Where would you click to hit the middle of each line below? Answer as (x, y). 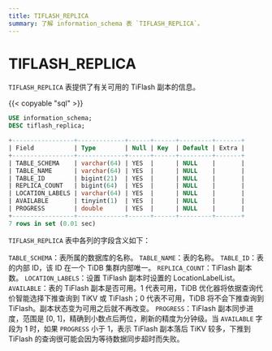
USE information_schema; (50, 119)
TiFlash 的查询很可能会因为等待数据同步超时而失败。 (96, 339)
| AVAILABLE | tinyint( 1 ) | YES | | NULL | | (127, 201)
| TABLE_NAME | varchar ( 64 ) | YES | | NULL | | (127, 171)
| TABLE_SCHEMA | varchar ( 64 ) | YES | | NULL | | (127, 163)
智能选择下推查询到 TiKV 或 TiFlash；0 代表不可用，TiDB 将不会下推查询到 (140, 298)
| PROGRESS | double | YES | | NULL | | (127, 209)
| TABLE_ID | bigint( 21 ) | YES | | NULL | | (127, 178)
